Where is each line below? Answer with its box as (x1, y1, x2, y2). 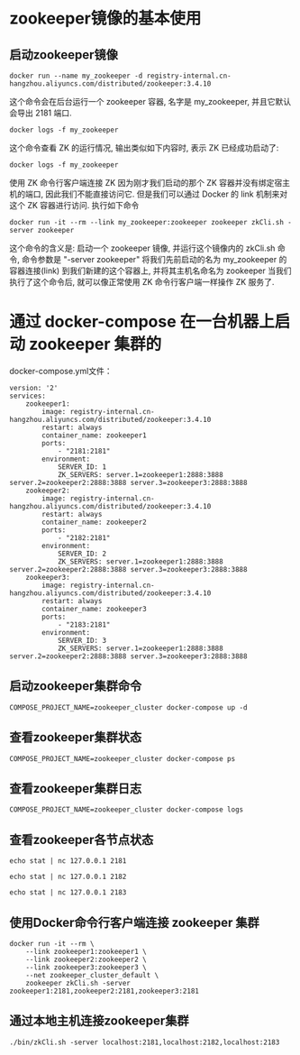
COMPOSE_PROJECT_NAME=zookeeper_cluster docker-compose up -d (9, 702, 248, 712)
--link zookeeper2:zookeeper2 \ (25, 955, 147, 964)
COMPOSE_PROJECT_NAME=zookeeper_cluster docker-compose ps (9, 754, 236, 763)
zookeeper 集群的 (28, 335, 162, 354)
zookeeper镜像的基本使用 (9, 8, 202, 29)
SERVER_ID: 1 (57, 462, 106, 472)
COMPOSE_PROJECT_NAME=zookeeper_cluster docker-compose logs (9, 805, 244, 814)
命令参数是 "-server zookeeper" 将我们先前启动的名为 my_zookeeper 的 (21, 254, 287, 264)
